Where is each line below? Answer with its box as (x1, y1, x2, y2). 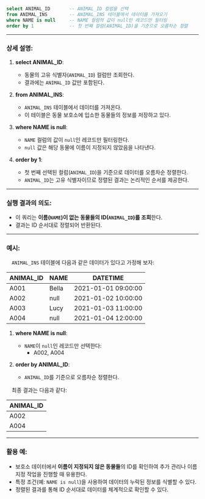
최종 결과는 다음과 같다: (12, 386, 67, 394)
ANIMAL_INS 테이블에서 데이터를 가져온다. (24, 103, 122, 111)
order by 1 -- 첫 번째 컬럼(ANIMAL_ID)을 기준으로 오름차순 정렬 (6, 23, 188, 29)
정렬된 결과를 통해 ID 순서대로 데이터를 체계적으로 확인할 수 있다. (15, 486, 169, 493)
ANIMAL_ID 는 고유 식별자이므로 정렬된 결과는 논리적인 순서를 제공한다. (24, 176, 189, 183)
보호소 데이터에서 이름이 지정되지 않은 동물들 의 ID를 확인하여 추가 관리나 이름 (15, 462, 198, 470)
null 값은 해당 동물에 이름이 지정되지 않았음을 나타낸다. (24, 144, 156, 151)
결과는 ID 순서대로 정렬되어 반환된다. (15, 221, 103, 229)
